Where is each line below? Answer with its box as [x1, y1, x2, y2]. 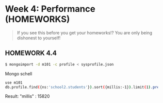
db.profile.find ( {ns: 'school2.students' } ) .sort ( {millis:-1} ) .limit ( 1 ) [5, 85, 151, 89]
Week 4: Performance [5, 3, 96, 15]
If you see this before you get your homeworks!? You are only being [16, 30, 153, 35]
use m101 [5, 80, 23, 85]
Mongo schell [5, 70, 33, 76]
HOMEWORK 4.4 [5, 49, 57, 57]
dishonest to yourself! [16, 35, 61, 41]
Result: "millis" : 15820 [5, 93, 50, 99]
